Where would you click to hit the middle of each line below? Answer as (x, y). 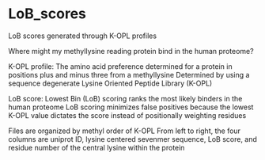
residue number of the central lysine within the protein (97, 147)
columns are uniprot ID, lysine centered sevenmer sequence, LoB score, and (132, 139)
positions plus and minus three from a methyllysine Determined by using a (129, 74)
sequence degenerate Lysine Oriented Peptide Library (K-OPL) (110, 83)
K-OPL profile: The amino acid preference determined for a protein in (120, 66)
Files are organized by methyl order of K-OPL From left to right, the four (125, 131)
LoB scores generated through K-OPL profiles (82, 36)
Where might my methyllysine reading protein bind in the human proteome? (131, 51)
